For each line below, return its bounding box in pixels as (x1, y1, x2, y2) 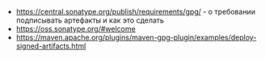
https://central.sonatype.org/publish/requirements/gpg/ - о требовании (15, 7, 256, 16)
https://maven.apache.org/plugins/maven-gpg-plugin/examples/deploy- (15, 32, 257, 42)
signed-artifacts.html (15, 41, 86, 51)
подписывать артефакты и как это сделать (15, 15, 164, 25)
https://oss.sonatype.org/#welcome (15, 24, 136, 33)
